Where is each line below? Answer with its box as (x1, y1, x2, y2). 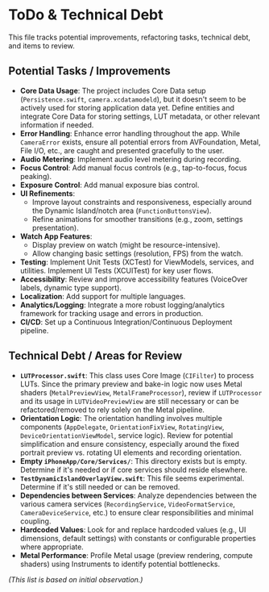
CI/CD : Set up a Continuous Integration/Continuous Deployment (19, 317, 233, 327)
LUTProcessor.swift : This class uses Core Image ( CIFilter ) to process (19, 370, 255, 380)
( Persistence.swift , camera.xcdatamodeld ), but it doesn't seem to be (19, 94, 246, 104)
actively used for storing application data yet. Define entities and (19, 102, 235, 112)
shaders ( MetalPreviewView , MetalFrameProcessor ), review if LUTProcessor (19, 387, 263, 397)
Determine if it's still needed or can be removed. (19, 482, 180, 491)
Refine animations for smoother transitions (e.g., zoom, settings (31, 214, 243, 223)
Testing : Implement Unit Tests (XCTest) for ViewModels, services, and (19, 256, 255, 267)
